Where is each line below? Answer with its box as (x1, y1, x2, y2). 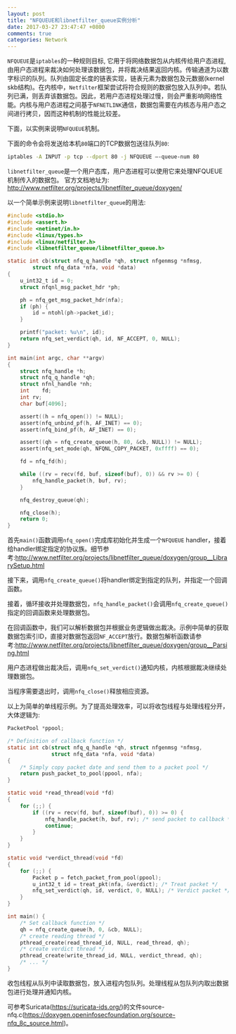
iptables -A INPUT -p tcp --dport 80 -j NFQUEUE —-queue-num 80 (7, 153, 199, 160)
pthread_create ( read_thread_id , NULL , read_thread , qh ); (20, 939, 190, 946)
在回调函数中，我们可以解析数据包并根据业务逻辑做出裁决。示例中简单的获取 (7, 623, 229, 632)
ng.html (7, 649, 29, 658)
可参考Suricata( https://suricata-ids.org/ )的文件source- (7, 1002, 165, 1011)
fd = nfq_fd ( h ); (20, 458, 68, 465)
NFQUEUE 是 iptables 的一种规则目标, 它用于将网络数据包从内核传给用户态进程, (7, 57, 226, 65)
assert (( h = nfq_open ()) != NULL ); (20, 413, 124, 420)
